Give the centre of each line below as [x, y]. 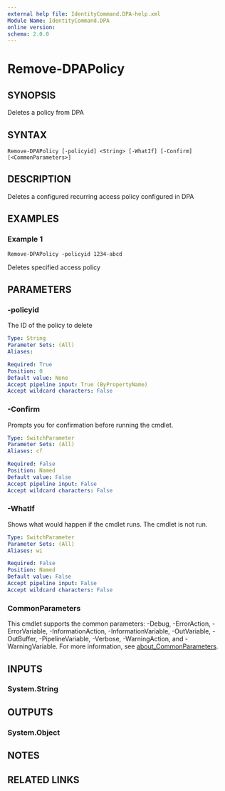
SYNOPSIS [32, 95]
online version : [31, 27]
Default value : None [38, 378]
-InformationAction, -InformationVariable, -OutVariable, [130, 631]
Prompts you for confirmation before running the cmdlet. [90, 425]
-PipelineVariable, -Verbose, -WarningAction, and [111, 639]
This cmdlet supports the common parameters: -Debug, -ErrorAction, [109, 624]
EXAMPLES [33, 219]
